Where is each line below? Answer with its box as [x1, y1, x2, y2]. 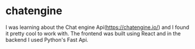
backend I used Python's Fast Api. [5, 36, 89, 43]
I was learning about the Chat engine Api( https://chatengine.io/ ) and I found [5, 24, 190, 31]
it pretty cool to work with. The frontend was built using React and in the [5, 30, 181, 37]
